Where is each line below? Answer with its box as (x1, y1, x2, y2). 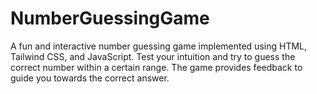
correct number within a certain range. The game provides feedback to (10, 61, 303, 73)
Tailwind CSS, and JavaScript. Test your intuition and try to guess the (10, 50, 296, 62)
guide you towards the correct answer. (10, 72, 170, 84)
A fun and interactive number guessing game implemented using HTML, (10, 40, 308, 52)
